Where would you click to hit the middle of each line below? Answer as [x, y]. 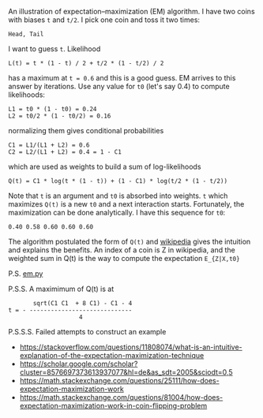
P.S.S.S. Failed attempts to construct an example [87, 332]
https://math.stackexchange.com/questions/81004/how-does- [121, 397]
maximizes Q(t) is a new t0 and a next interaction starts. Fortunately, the [126, 204]
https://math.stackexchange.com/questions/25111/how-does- [119, 381]
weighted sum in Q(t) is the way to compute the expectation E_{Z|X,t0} [124, 258]
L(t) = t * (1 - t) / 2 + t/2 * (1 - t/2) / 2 [86, 63]
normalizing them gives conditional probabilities [86, 131]
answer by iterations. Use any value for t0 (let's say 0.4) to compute [119, 86]
